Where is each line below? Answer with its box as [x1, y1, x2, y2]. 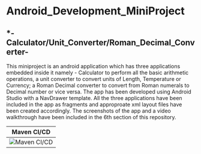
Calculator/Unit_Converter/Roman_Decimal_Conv [6, 37, 195, 47]
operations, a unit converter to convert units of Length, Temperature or [6, 76, 181, 82]
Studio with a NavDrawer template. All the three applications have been [6, 95, 182, 101]
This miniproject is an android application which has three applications [6, 63, 181, 70]
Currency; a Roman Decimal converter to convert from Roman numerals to [6, 82, 190, 89]
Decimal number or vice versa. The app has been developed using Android [6, 88, 192, 95]
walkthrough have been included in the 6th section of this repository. [6, 114, 176, 120]
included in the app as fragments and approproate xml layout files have [6, 101, 182, 108]
